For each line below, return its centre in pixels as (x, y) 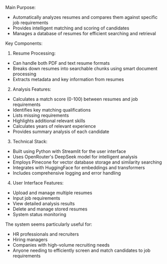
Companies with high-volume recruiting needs (61, 245)
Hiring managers (30, 240)
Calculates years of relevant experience (54, 126)
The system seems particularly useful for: (49, 224)
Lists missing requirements (41, 115)
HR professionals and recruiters (46, 234)
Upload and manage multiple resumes (52, 193)
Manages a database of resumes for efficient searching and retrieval (84, 33)
